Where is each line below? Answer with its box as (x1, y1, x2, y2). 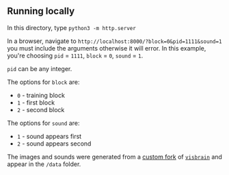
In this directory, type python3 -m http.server (7, 23, 137, 31)
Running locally (7, 5, 75, 17)
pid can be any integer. (7, 64, 72, 72)
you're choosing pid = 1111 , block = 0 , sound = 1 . (7, 51, 144, 59)
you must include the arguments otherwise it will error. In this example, (7, 44, 206, 52)
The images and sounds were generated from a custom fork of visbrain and (7, 152, 222, 161)
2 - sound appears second (16, 139, 92, 148)
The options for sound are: (7, 119, 80, 127)
